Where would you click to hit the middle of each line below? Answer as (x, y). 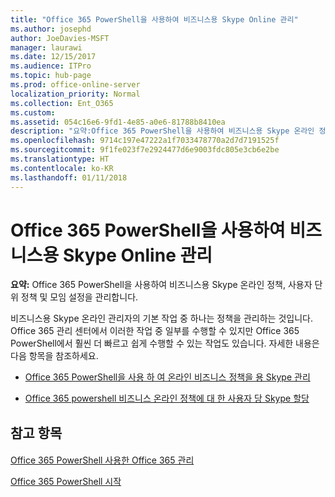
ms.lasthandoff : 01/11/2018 (69, 177)
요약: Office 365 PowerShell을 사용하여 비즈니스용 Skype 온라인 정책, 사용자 (161, 285)
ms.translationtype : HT (60, 159)
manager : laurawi (46, 47)
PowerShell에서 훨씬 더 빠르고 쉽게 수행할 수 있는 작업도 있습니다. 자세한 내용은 (165, 343)
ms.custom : (33, 112)
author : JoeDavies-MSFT (60, 38)
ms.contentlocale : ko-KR (62, 168)
